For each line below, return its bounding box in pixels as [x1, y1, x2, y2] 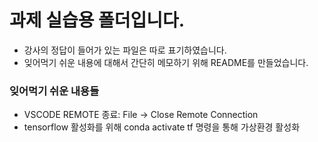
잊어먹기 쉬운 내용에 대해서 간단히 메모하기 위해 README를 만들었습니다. [23, 56, 309, 68]
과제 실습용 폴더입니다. [9, 9, 186, 32]
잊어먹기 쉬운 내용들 [9, 84, 100, 98]
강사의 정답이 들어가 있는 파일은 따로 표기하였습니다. [23, 44, 227, 56]
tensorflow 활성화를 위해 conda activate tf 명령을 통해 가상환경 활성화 [23, 121, 301, 133]
